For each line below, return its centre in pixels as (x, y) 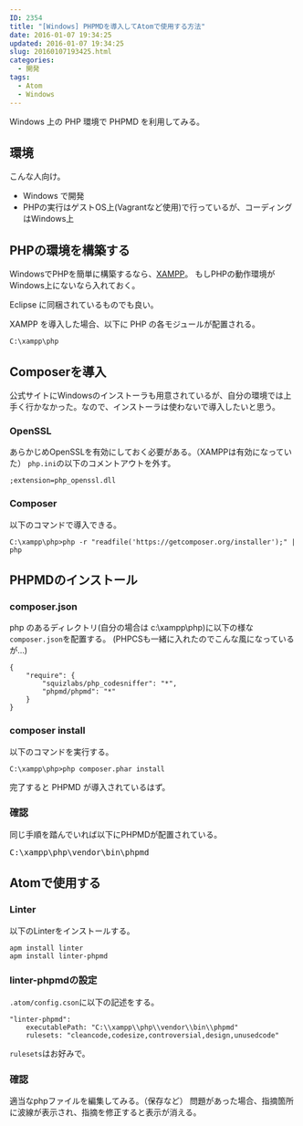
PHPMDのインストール (74, 580)
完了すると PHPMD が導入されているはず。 (90, 787)
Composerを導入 (58, 372)
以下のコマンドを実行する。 (62, 751)
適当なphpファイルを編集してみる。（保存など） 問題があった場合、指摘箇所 (151, 1101)
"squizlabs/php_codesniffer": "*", (110, 684)
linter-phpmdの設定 (53, 980)
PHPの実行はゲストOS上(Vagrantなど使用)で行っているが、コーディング (157, 207)
